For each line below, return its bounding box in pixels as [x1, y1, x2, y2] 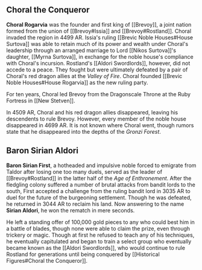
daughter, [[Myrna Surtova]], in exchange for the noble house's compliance [6, 53, 194, 60]
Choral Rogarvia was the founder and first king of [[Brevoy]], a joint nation [6, 21, 192, 28]
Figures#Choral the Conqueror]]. [6, 257, 88, 264]
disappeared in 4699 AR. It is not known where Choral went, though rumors [6, 121, 194, 129]
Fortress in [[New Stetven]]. [6, 97, 75, 104]
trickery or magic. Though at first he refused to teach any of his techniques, [6, 231, 195, 239]
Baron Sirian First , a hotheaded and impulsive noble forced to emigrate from [6, 162, 197, 169]
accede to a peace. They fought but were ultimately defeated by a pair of [6, 66, 188, 73]
